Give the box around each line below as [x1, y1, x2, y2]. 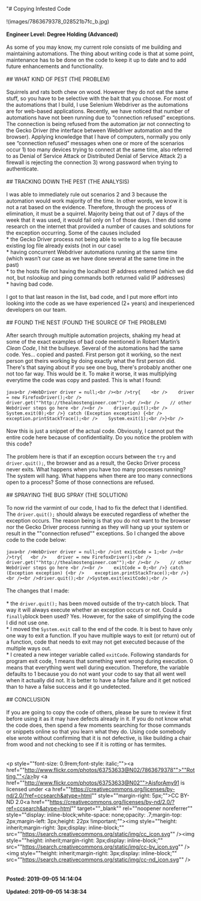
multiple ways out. [6, 645, 52, 651]
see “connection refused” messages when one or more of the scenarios [6, 140, 184, 146]
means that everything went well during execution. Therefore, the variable [6, 664, 189, 671]
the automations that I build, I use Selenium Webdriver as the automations [6, 101, 188, 108]
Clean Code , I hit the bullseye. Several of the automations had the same [6, 345, 184, 351]
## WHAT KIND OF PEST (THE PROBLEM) [6, 75, 110, 83]
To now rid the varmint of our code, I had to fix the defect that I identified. [6, 504, 188, 511]
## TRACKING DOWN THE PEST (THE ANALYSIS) [6, 178, 130, 185]
